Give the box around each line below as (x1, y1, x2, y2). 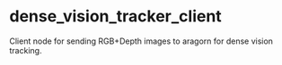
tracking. (9, 45, 42, 55)
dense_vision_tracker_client (9, 6, 222, 27)
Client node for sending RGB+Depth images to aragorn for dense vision (9, 36, 274, 46)
